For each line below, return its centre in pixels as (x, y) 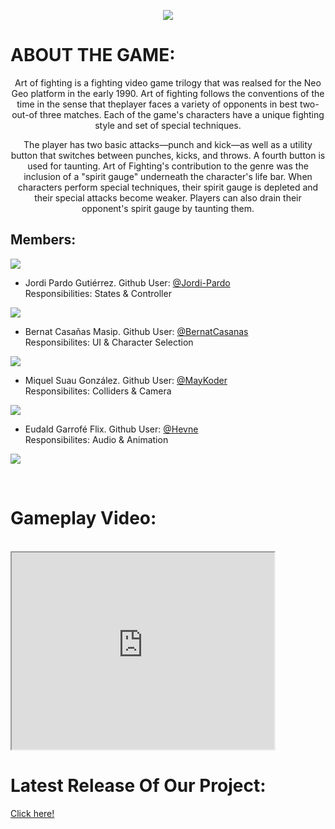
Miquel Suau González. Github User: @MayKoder (126, 380)
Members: (43, 240)
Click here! (32, 813)
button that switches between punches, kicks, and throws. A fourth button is (168, 155)
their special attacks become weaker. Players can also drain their (168, 197)
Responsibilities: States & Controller (98, 293)
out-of (24, 114)
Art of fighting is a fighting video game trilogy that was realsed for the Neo (168, 82)
